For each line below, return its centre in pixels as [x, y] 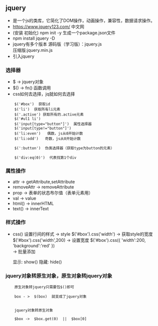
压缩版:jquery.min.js [33, 50]
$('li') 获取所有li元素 [37, 110]
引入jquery [23, 56]
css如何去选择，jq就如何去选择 [44, 94]
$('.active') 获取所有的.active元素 [49, 115]
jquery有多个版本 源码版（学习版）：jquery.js [57, 44]
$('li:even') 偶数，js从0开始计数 [49, 134]
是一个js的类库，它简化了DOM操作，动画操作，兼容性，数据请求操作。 [84, 20]
